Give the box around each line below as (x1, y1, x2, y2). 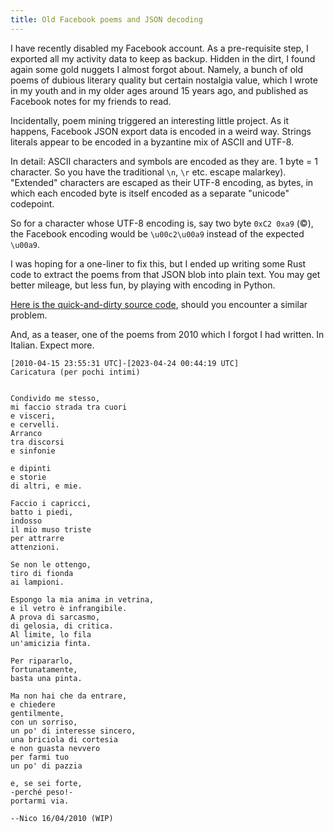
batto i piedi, (10, 507, 74, 517)
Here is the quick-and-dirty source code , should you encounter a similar (10, 298, 308, 310)
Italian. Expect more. (10, 339, 95, 351)
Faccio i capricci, (10, 498, 92, 508)
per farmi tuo (10, 752, 70, 762)
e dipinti (10, 463, 52, 473)
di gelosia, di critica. (10, 621, 114, 631)
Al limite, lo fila (10, 629, 92, 640)
